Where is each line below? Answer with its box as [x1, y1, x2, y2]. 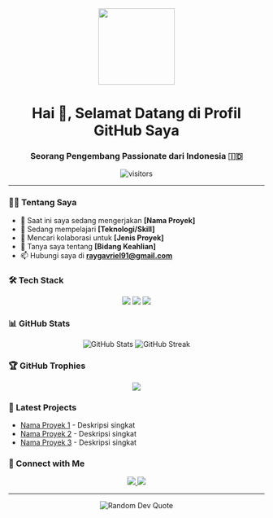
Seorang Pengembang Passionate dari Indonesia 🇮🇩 [29, 151, 244, 162]
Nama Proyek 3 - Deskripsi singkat [19, 437, 136, 447]
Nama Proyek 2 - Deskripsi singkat [19, 428, 136, 438]
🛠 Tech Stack [8, 274, 64, 286]
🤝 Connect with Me [8, 458, 85, 469]
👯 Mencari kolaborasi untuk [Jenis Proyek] [19, 232, 164, 243]
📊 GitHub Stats [8, 318, 71, 329]
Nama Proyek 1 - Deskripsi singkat [19, 419, 136, 430]
